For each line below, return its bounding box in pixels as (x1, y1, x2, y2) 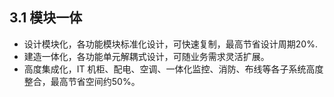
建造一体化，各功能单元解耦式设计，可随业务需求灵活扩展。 (23, 50, 270, 62)
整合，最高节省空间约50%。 (23, 75, 141, 87)
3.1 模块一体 (9, 9, 83, 27)
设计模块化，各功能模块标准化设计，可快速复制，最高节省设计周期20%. (23, 38, 318, 50)
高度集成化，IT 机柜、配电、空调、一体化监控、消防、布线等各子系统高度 (23, 63, 324, 75)
